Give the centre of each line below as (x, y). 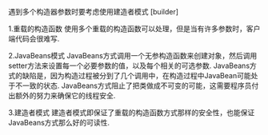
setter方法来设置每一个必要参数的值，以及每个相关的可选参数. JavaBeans (129, 66)
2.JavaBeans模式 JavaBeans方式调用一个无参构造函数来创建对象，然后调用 (133, 56)
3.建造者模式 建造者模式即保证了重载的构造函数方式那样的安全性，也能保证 (132, 113)
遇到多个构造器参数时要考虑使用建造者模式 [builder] (93, 12)
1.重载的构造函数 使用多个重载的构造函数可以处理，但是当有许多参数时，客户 (134, 29)
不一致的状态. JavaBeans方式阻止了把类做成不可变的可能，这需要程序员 (133, 85)
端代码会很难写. (34, 39)
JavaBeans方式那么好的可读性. (59, 123)
